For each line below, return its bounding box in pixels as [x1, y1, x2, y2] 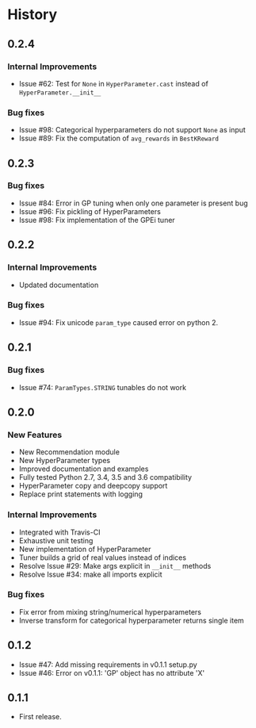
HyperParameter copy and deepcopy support [18, 481, 168, 491]
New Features [7, 429, 63, 440]
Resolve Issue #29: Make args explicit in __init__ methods [18, 561, 212, 570]
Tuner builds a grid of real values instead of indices [18, 553, 187, 562]
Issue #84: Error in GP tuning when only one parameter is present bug [18, 198, 249, 208]
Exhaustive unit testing [18, 535, 94, 545]
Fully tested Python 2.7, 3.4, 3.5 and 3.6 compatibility [18, 473, 192, 482]
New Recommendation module [18, 447, 120, 457]
